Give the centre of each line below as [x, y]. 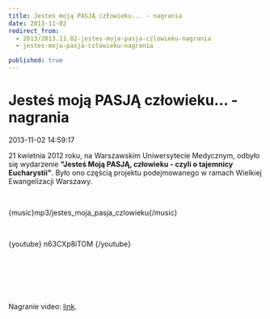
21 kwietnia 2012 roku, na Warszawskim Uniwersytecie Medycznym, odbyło [134, 155]
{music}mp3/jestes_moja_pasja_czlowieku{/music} [93, 212]
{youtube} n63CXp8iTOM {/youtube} [70, 244]
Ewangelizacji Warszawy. [51, 181]
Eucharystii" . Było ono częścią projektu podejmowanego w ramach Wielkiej [135, 172]
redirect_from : [34, 31]
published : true [36, 61]
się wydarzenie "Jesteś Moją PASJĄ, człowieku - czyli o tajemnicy [121, 164]
